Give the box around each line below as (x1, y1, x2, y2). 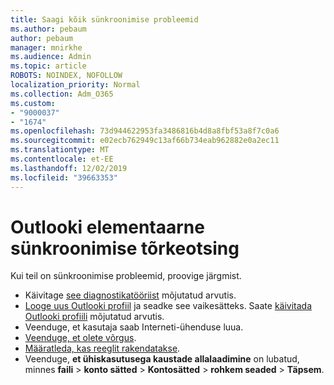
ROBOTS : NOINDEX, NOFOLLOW (10, 71, 123, 81)
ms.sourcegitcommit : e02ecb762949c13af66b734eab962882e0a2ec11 (10, 136, 280, 146)
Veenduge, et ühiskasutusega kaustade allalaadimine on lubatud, (24, 353, 300, 365)
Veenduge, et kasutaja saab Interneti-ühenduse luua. (24, 321, 244, 333)
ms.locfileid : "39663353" (10, 172, 118, 183)
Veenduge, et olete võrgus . (24, 332, 137, 344)
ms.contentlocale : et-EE (10, 154, 114, 164)
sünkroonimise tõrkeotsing (10, 237, 240, 260)
